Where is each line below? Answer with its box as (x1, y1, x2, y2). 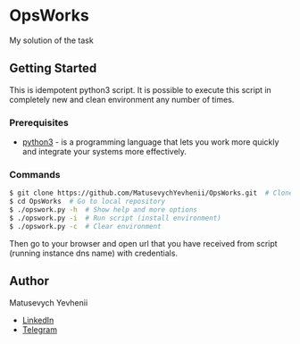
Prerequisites (9, 116, 69, 129)
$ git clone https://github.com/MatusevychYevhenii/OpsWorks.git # (9, 189, 270, 197)
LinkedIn (21, 315, 54, 325)
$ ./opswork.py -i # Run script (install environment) (9, 214, 221, 222)
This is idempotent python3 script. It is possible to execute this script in (9, 84, 272, 95)
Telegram (21, 323, 58, 335)
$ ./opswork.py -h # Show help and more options (9, 206, 198, 214)
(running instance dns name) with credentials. (9, 248, 179, 258)
